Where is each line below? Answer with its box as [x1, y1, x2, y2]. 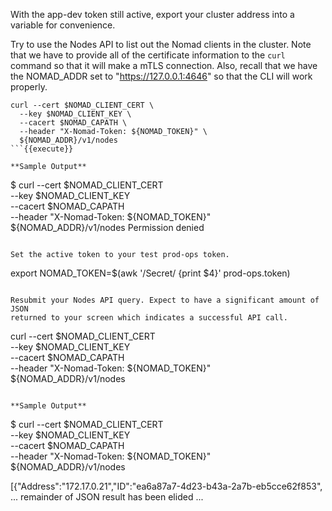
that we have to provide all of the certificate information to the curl [10, 49, 286, 61]
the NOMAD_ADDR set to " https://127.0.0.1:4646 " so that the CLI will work [10, 70, 313, 82]
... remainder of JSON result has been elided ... [10, 491, 204, 503]
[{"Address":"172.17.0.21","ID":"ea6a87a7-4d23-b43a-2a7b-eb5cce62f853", [10, 480, 323, 492]
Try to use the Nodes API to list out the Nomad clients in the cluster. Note [10, 39, 312, 50]
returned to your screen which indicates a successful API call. [10, 313, 288, 323]
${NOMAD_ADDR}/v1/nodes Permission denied [10, 222, 205, 233]
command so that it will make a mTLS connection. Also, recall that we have [10, 60, 318, 71]
